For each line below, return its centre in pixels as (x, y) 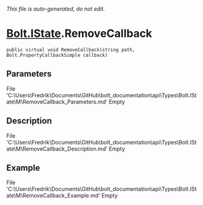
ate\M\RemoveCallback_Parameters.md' (57, 102)
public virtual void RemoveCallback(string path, (71, 50)
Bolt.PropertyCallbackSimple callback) (57, 55)
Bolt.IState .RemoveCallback (79, 34)
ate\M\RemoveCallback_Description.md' (57, 149)
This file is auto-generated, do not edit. (56, 9)
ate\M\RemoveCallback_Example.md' (53, 196)
